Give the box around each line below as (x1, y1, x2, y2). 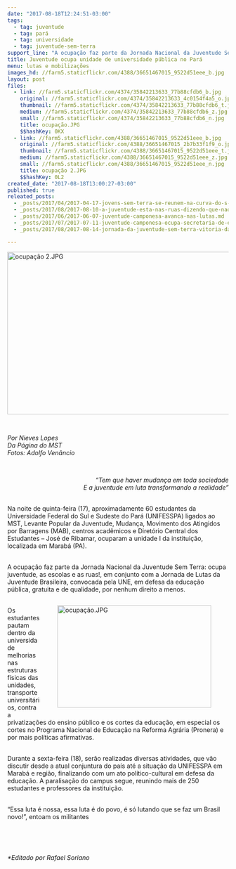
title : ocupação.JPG (20, 121, 80, 129)
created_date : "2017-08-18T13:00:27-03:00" (7, 180, 137, 187)
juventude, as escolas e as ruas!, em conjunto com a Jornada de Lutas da (7, 570, 221, 578)
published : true (7, 187, 55, 194)
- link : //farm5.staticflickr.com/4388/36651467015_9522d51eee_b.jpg (13, 134, 221, 141)
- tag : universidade (13, 37, 74, 44)
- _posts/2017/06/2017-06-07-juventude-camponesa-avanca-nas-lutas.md (13, 213, 225, 220)
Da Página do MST (7, 440, 63, 450)
